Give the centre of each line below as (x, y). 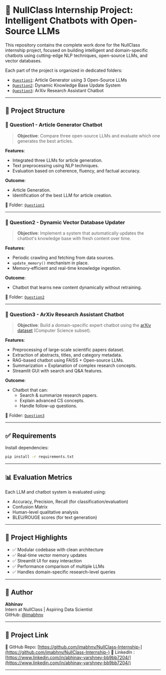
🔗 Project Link (27, 635)
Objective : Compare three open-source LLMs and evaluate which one (89, 135)
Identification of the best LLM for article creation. (62, 195)
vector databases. (23, 61)
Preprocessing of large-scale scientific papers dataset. (68, 350)
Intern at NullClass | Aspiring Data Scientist (49, 610)
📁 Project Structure (35, 111)
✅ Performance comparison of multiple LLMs (58, 566)
